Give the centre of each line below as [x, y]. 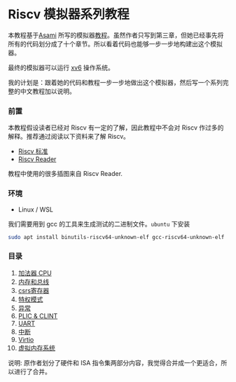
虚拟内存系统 [36, 348]
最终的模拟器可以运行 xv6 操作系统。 [61, 67]
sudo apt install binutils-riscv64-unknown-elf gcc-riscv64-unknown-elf [116, 237]
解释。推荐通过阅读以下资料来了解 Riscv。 [69, 137]
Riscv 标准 [33, 151]
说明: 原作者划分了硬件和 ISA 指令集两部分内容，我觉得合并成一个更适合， [114, 362]
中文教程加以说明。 [48, 91]
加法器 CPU [35, 273]
